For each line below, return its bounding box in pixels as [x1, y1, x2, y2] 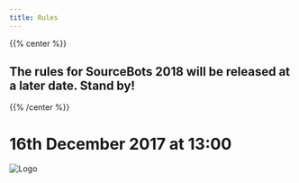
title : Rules [9, 13, 59, 23]
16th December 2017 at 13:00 [9, 133, 232, 154]
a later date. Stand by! [9, 78, 135, 94]
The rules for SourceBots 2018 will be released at [9, 64, 291, 79]
